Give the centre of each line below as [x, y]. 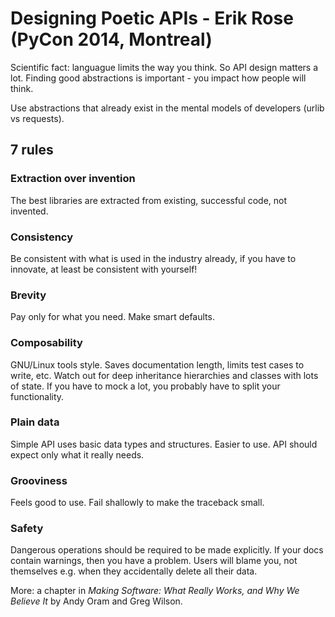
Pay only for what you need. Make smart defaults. [112, 317]
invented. [29, 211]
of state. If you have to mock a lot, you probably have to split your [145, 386]
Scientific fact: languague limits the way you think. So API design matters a [164, 67]
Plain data [35, 422]
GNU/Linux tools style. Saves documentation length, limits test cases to [157, 364]
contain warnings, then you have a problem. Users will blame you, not [154, 561]
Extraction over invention [73, 179]
